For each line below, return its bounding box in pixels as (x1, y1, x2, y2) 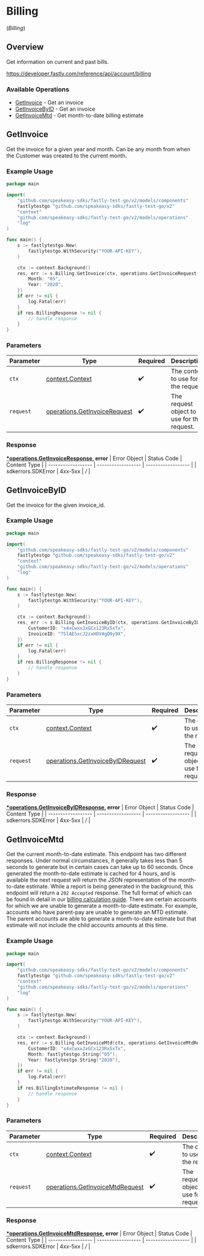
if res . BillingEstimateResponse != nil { (17, 1085, 123, 1091)
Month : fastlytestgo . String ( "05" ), (28, 1051, 118, 1057)
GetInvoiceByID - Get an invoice (15, 105, 95, 113)
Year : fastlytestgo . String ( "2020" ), (28, 1057, 121, 1063)
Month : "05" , (28, 276, 61, 282)
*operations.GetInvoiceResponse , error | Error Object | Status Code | (6, 455, 182, 462)
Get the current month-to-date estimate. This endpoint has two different (6, 851, 187, 858)
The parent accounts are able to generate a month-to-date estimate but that (6, 915, 197, 922)
